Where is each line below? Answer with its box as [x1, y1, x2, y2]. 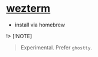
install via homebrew [14, 21, 66, 28]
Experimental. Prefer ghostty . [20, 43, 93, 51]
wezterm [6, 2, 51, 15]
